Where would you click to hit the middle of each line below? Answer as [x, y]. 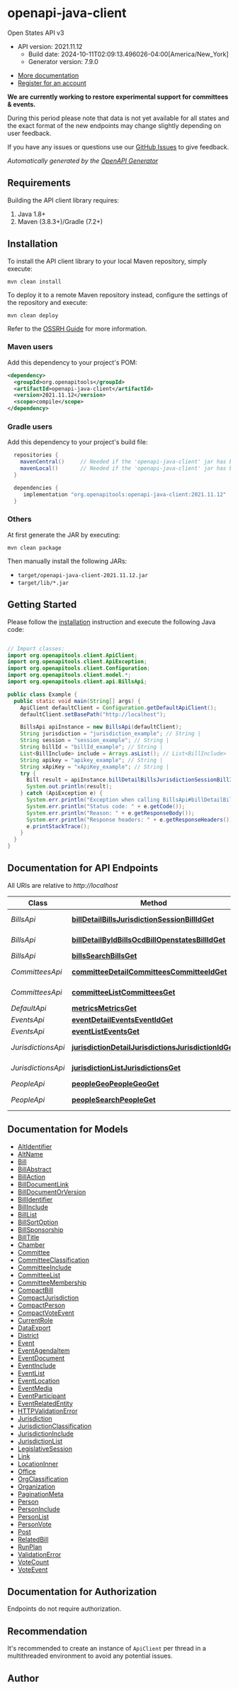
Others [19, 519]
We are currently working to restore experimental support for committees [118, 97]
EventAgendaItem [44, 1350]
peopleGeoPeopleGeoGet [115, 1083]
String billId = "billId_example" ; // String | [91, 747]
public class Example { [42, 695]
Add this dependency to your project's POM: [72, 362]
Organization [36, 1486]
